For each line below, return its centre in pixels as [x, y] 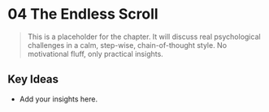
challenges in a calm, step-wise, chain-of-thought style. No [127, 45]
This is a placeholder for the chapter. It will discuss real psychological [144, 37]
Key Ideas [33, 79]
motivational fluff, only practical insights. [95, 54]
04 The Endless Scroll [83, 14]
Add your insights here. [59, 99]
